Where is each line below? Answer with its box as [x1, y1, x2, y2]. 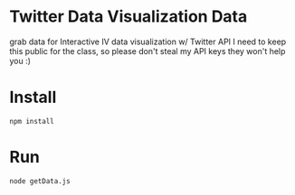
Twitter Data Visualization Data [9, 6, 248, 27]
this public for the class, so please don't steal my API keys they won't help [9, 45, 286, 56]
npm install [9, 116, 54, 125]
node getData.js [9, 176, 71, 186]
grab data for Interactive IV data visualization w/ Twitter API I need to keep [9, 36, 287, 47]
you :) [9, 55, 32, 66]
